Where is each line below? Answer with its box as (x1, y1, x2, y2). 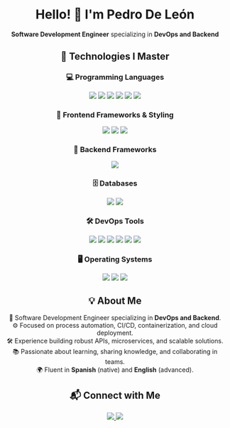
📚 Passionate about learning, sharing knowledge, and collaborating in (12, 347, 218, 355)
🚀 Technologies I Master (60, 50, 170, 63)
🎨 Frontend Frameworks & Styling (55, 109, 175, 119)
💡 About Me (88, 294, 142, 306)
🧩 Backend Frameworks (73, 144, 157, 154)
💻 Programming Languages (65, 73, 165, 82)
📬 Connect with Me (70, 390, 160, 402)
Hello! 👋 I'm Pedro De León (35, 6, 195, 23)
